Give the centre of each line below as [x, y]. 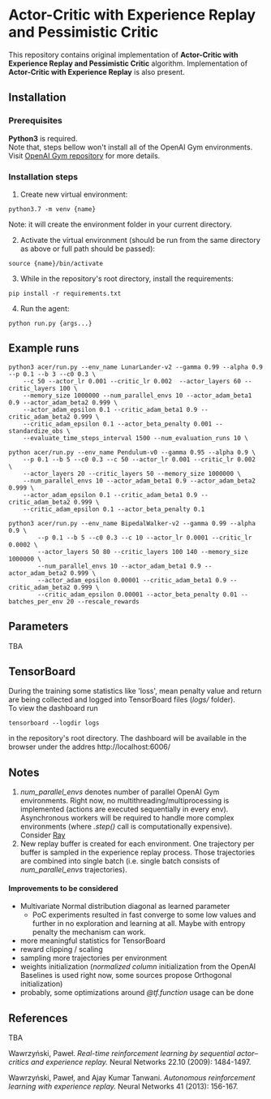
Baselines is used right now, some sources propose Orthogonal [126, 976]
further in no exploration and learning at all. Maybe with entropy [139, 924]
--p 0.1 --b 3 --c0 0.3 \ [52, 374]
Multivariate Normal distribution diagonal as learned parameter [125, 906]
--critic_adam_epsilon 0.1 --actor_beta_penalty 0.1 [114, 509]
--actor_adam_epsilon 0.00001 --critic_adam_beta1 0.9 [132, 580]
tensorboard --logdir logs [54, 723]
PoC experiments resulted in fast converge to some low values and [144, 915]
